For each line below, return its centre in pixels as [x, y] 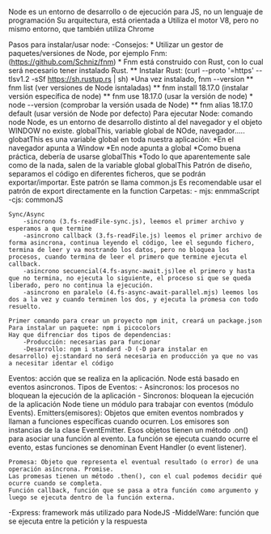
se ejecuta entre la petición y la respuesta [78, 521]
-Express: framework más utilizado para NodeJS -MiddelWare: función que [134, 513]
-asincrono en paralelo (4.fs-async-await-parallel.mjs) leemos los [141, 293]
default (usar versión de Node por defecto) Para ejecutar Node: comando [131, 113]
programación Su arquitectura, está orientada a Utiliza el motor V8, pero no [133, 20]
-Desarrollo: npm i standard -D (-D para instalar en [115, 349]
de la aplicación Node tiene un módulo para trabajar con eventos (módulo [131, 404]
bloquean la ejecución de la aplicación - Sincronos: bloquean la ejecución [131, 395]
